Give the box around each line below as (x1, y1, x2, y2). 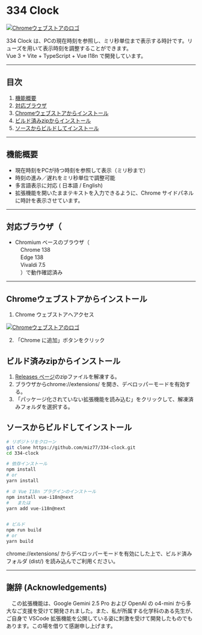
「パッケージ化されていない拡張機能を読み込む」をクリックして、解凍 (14, 396, 188, 402)
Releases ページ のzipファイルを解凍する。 (14, 373, 120, 380)
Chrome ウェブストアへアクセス (14, 311, 94, 318)
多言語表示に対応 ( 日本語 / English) (14, 181, 103, 189)
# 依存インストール (6, 461, 48, 467)
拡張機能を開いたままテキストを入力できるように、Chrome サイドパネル (14, 189, 194, 196)
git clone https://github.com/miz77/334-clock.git (6, 444, 136, 451)
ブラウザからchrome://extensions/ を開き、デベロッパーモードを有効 (14, 381, 185, 387)
